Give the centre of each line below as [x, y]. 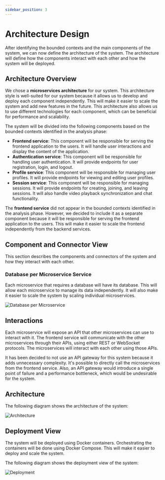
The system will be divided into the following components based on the [78, 127]
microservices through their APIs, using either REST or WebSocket [73, 343]
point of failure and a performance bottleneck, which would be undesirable [81, 373]
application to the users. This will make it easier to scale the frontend [75, 224]
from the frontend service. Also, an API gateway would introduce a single [79, 368]
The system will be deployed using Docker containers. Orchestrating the [78, 443]
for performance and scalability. [37, 117]
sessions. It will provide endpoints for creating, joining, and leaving [80, 188]
